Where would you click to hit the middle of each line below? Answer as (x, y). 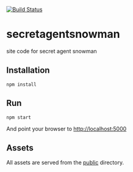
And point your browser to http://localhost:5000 (66, 129)
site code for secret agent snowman (52, 51)
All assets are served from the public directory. (65, 163)
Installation (28, 70)
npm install (21, 84)
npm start (19, 117)
